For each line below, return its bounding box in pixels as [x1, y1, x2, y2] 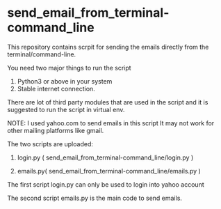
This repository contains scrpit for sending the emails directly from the [7, 42, 209, 51]
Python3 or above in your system [17, 77, 113, 85]
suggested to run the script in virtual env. [7, 105, 125, 114]
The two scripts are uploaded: [7, 139, 94, 148]
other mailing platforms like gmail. [7, 126, 104, 134]
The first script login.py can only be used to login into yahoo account [7, 180, 204, 189]
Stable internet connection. [17, 84, 95, 93]
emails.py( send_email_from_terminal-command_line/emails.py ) [17, 167, 202, 175]
